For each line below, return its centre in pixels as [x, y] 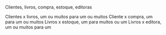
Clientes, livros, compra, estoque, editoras [49, 7]
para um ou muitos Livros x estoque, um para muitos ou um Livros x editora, [83, 22]
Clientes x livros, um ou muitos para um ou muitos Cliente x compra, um [79, 17]
